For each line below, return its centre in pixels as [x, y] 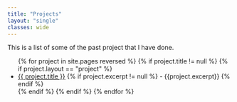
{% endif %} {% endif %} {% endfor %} [76, 92]
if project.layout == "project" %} [65, 69]
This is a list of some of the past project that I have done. [91, 48]
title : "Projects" [35, 14]
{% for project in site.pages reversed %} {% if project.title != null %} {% [123, 61]
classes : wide [28, 27]
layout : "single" [33, 21]
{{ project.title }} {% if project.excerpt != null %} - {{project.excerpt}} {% [124, 76]
